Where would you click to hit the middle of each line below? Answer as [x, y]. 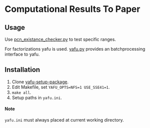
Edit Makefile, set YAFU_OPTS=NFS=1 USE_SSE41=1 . [61, 87]
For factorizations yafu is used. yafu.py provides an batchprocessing [75, 49]
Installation [22, 70]
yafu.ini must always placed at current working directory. [64, 120]
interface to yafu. [22, 54]
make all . [22, 92]
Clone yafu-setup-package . [40, 82]
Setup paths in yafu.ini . [37, 97]
